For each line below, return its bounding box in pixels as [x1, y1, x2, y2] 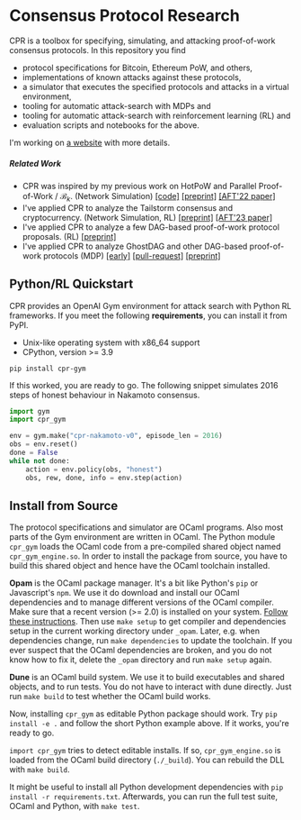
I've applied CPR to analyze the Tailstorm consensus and [22, 202, 234, 213]
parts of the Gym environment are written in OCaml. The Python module [9, 532, 276, 542]
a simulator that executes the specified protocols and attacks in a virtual [22, 81, 289, 92]
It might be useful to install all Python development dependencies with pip [9, 781, 284, 793]
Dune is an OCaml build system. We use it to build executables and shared [9, 672, 285, 683]
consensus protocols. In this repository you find [9, 44, 186, 55]
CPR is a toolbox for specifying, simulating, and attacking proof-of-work [9, 35, 276, 46]
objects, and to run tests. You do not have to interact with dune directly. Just [9, 681, 292, 692]
